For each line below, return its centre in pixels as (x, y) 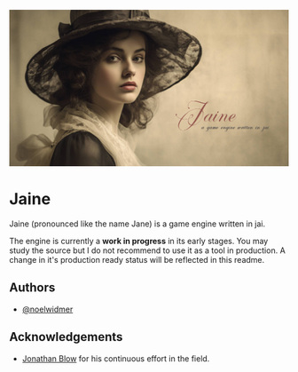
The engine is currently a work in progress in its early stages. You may (139, 241)
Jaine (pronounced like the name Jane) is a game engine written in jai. (137, 224)
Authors (32, 288)
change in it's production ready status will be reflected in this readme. (137, 259)
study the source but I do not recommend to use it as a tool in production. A (147, 250)
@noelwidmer (47, 309)
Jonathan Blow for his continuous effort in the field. (116, 358)
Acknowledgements (66, 337)
